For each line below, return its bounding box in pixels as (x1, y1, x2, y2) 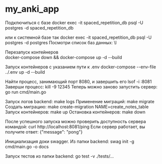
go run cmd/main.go (5, 89, 47, 95)
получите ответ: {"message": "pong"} (5, 129, 83, 135)
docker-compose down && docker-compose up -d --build (5, 54, 122, 60)
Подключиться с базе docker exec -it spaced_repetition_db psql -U (5, 20, 144, 26)
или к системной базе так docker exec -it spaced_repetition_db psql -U (5, 34, 152, 40)
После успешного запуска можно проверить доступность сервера (5, 118, 146, 124)
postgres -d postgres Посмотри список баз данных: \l (5, 39, 117, 45)
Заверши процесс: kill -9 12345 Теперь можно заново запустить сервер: (5, 83, 158, 89)
